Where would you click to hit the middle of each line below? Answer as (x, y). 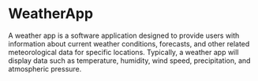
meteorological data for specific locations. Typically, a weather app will (123, 52)
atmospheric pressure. (45, 68)
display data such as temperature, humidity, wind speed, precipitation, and (129, 61)
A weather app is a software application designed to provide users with (124, 35)
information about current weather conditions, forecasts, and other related (129, 43)
